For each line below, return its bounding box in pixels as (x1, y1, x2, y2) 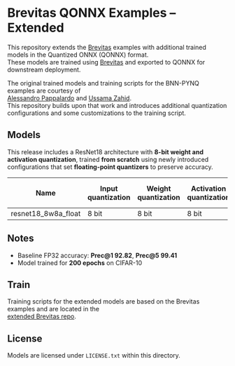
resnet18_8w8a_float (10, 208, 81, 218)
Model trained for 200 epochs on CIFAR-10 (17, 258, 143, 267)
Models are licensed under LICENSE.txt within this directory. (7, 351, 180, 360)
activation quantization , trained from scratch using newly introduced (7, 155, 209, 163)
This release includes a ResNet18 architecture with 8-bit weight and (7, 147, 204, 156)
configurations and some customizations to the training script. (7, 109, 187, 117)
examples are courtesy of (7, 86, 81, 95)
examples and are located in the (7, 305, 100, 313)
